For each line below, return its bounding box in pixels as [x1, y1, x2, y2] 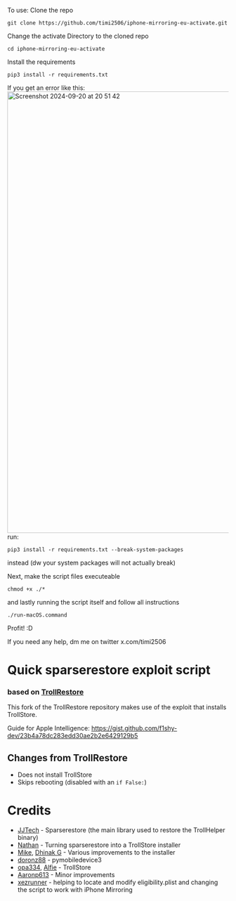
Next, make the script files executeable [7, 572, 121, 580]
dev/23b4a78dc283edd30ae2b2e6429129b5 [7, 732, 138, 740]
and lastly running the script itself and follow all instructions [7, 598, 180, 606]
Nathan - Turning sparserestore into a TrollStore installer [17, 841, 181, 849]
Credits [7, 803, 51, 819]
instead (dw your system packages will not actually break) [7, 558, 176, 567]
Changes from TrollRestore [7, 751, 128, 764]
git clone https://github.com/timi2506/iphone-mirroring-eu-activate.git [7, 20, 228, 27]
